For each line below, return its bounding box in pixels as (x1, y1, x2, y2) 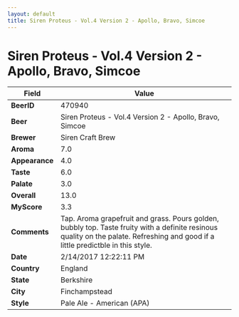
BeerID (11, 100, 35, 110)
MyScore (11, 202, 43, 212)
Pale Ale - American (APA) (60, 298, 150, 308)
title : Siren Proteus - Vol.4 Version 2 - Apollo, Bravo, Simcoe (7, 17, 205, 24)
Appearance (11, 156, 54, 166)
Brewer (11, 132, 36, 142)
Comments (11, 227, 50, 237)
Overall (11, 190, 36, 200)
